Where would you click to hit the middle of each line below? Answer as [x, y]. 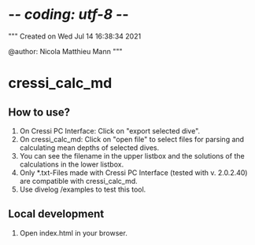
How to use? [39, 112]
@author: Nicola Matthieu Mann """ [65, 51]
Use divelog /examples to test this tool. [83, 189]
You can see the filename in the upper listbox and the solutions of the [132, 155]
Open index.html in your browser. [73, 232]
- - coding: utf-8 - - [68, 15]
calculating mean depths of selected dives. [89, 148]
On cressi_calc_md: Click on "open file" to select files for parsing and [132, 139]
